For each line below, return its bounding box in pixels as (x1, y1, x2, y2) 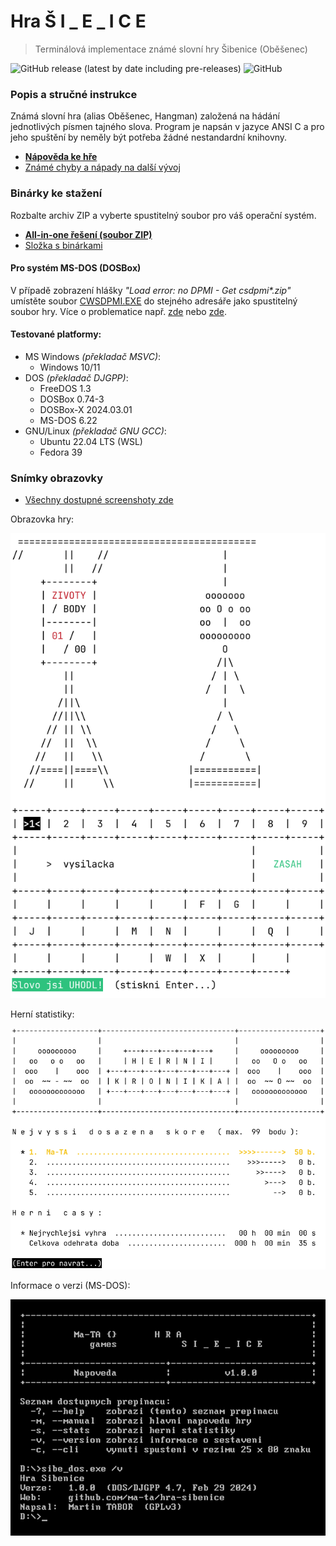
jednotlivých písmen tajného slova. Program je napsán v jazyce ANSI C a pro (10, 121, 325, 133)
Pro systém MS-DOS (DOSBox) (10, 262, 142, 274)
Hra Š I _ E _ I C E (10, 10, 147, 33)
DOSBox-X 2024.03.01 (39, 403, 133, 415)
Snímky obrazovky (10, 471, 103, 485)
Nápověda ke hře (24, 151, 98, 163)
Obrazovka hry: (10, 513, 75, 525)
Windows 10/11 (39, 361, 101, 373)
